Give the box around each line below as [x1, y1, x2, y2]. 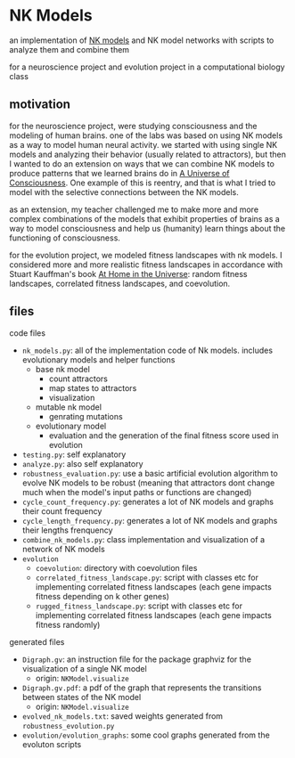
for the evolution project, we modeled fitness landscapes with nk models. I [9, 249, 283, 260]
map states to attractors [48, 382, 137, 393]
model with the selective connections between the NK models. [9, 186, 239, 197]
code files [9, 327, 46, 338]
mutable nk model [35, 402, 102, 412]
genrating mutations [48, 411, 123, 421]
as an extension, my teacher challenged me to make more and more [9, 204, 259, 215]
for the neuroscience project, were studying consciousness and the [9, 120, 258, 131]
